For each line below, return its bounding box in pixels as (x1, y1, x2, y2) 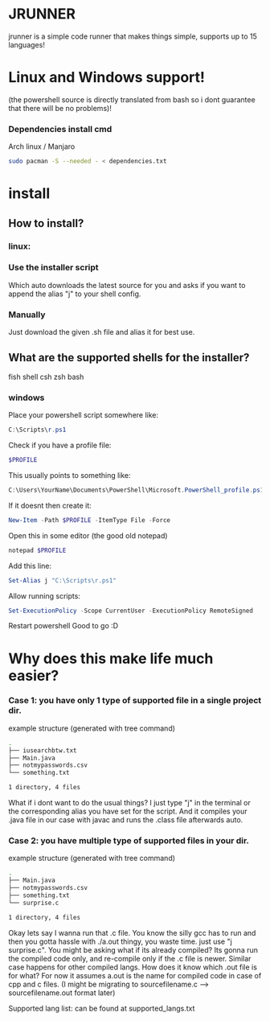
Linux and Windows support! (8, 68, 206, 87)
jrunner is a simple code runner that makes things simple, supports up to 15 (8, 31, 257, 41)
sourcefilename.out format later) (8, 987, 116, 998)
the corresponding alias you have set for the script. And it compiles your (8, 806, 247, 817)
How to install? (8, 216, 84, 230)
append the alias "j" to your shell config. (8, 289, 141, 298)
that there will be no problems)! (8, 103, 112, 113)
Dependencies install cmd (8, 123, 112, 134)
